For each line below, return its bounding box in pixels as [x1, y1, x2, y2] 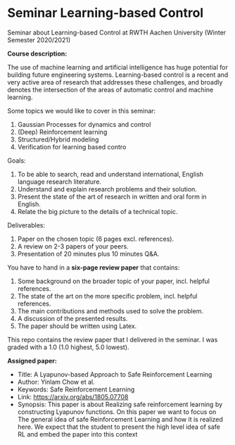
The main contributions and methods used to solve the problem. [17, 306, 204, 315]
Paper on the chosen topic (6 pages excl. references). [17, 234, 174, 243]
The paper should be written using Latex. [17, 322, 137, 330]
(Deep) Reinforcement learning [17, 127, 108, 136]
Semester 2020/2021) [7, 35, 71, 44]
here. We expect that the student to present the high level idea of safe [17, 422, 220, 431]
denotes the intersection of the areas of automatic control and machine [7, 85, 214, 94]
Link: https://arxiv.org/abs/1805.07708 [17, 392, 129, 401]
